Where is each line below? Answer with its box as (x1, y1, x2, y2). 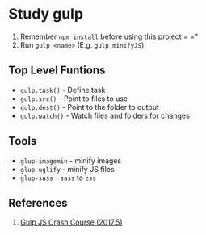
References (8, 195, 68, 210)
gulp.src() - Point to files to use (19, 94, 128, 103)
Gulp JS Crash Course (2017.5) (19, 217, 123, 227)
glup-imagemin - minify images (19, 155, 122, 166)
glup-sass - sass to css (19, 173, 97, 183)
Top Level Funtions (8, 64, 106, 78)
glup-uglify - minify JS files (19, 164, 115, 174)
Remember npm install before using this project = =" (19, 31, 199, 41)
